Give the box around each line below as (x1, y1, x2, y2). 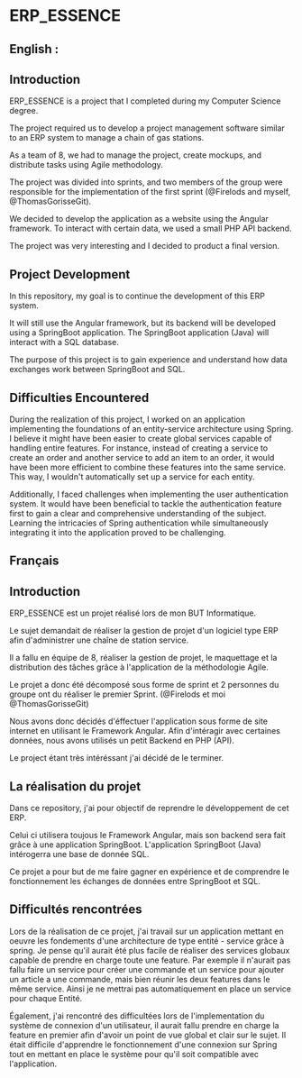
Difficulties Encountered (9, 389, 150, 406)
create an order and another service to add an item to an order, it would (9, 452, 275, 463)
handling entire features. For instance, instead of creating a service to (9, 443, 269, 453)
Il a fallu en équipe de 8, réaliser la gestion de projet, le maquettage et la (9, 653, 278, 663)
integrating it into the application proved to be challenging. (9, 527, 227, 538)
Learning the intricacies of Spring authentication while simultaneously (9, 517, 269, 528)
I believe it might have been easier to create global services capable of (9, 434, 272, 444)
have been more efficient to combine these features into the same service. (9, 461, 287, 473)
